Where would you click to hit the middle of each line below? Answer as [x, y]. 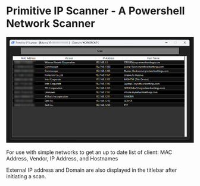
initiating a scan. [26, 176]
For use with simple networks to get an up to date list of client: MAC [89, 152]
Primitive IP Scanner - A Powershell [96, 11]
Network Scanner [51, 23]
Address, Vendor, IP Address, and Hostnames [62, 158]
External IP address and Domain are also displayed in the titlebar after [92, 170]
